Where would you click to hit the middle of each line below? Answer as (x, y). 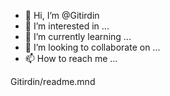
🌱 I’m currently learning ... (78, 36)
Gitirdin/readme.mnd (53, 81)
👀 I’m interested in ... (67, 26)
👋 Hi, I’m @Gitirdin (62, 15)
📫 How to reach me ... (71, 58)
